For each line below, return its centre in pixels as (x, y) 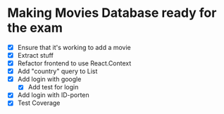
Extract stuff (36, 55)
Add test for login (53, 87)
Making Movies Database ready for (112, 13)
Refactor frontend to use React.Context (74, 63)
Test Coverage (39, 103)
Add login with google (49, 80)
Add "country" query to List (57, 71)
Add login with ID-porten (53, 95)
